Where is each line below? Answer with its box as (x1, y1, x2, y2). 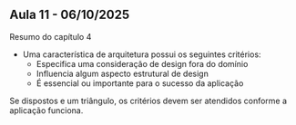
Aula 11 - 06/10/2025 (9, 7, 130, 23)
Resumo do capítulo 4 (9, 31, 92, 42)
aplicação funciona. (9, 104, 84, 116)
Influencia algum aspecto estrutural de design (36, 68, 209, 79)
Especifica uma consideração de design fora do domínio (36, 58, 249, 69)
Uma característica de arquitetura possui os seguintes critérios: (22, 49, 261, 60)
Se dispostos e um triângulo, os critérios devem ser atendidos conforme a (9, 95, 288, 106)
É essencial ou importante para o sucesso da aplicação (36, 77, 244, 89)
